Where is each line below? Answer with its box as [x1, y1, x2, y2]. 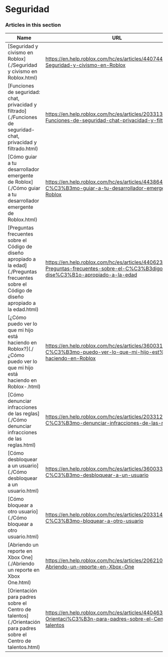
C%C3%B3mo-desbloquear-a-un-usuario [45, 472, 149, 479]
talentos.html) [7, 644, 40, 651]
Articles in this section [5, 22, 61, 29]
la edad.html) [7, 306, 39, 313]
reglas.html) [7, 442, 36, 449]
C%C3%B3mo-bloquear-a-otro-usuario [45, 517, 144, 524]
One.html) [7, 579, 31, 586]
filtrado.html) [7, 145, 38, 152]
